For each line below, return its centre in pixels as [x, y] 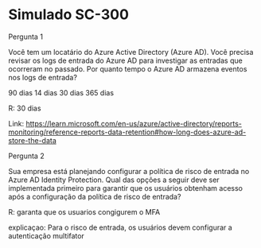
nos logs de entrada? [43, 77]
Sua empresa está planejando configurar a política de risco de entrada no [129, 171]
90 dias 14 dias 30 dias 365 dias [61, 92]
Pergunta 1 [26, 37]
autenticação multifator [47, 235]
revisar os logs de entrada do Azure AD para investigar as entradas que [125, 60]
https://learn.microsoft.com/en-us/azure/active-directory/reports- [134, 123]
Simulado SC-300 [69, 15]
